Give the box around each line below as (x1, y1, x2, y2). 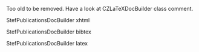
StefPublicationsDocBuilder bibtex (6, 28, 92, 35)
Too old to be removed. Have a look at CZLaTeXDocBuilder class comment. (6, 5, 194, 12)
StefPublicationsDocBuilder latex (6, 40, 88, 47)
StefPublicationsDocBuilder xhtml (6, 17, 90, 23)
